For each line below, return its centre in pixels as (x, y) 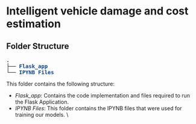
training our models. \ (42, 115)
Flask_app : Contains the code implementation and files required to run (103, 95)
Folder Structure (38, 46)
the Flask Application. (42, 102)
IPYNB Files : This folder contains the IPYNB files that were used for (98, 108)
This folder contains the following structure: (60, 84)
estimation (34, 24)
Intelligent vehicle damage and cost (97, 11)
